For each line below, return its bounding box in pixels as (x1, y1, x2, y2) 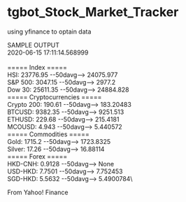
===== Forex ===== (7, 152, 68, 161)
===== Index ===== (7, 63, 68, 71)
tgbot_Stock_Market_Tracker (7, 4, 179, 20)
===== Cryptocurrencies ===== (7, 92, 102, 101)
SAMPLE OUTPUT (7, 41, 60, 49)
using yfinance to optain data (7, 27, 92, 36)
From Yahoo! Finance (7, 188, 69, 196)
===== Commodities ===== (7, 130, 90, 138)
